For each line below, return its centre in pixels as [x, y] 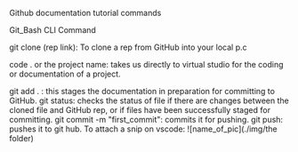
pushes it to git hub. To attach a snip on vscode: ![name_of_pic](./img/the [143, 129]
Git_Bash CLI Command [52, 30]
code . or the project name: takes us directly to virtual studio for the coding [146, 64]
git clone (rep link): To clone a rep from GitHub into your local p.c [128, 47]
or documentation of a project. [65, 74]
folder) [21, 138]
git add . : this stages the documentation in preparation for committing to [142, 91]
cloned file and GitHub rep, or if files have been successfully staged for [140, 110]
